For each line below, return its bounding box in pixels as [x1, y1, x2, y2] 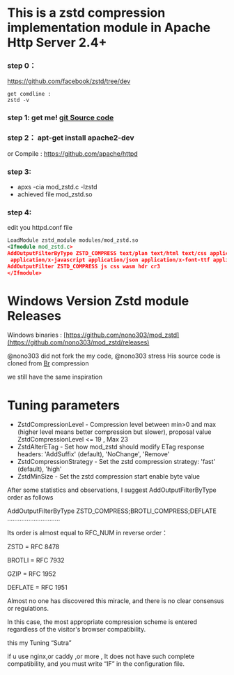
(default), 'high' [17, 465, 62, 473]
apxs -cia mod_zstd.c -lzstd [17, 183, 97, 191]
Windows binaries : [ [7, 331, 66, 340]
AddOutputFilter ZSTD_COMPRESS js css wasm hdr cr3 [7, 263, 160, 270]
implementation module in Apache [7, 20, 211, 36]
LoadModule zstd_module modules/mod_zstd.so [7, 237, 139, 244]
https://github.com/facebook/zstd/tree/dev [7, 77, 131, 85]
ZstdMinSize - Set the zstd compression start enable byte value [17, 472, 201, 481]
